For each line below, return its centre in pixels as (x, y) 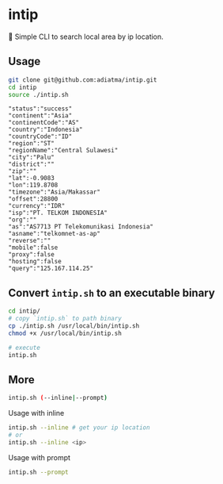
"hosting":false (35, 262)
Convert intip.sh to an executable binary (111, 292)
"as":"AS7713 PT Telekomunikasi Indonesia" (81, 227)
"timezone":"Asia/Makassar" (55, 192)
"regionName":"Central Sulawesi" (63, 151)
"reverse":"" (30, 241)
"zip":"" (23, 171)
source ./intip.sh (38, 94)
